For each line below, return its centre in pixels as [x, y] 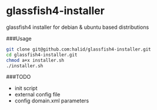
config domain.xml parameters [52, 101]
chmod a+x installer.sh [35, 60]
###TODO [19, 77]
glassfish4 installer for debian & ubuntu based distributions [78, 27]
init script [26, 88]
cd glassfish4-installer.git [42, 55]
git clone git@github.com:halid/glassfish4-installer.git [78, 49]
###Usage [19, 38]
